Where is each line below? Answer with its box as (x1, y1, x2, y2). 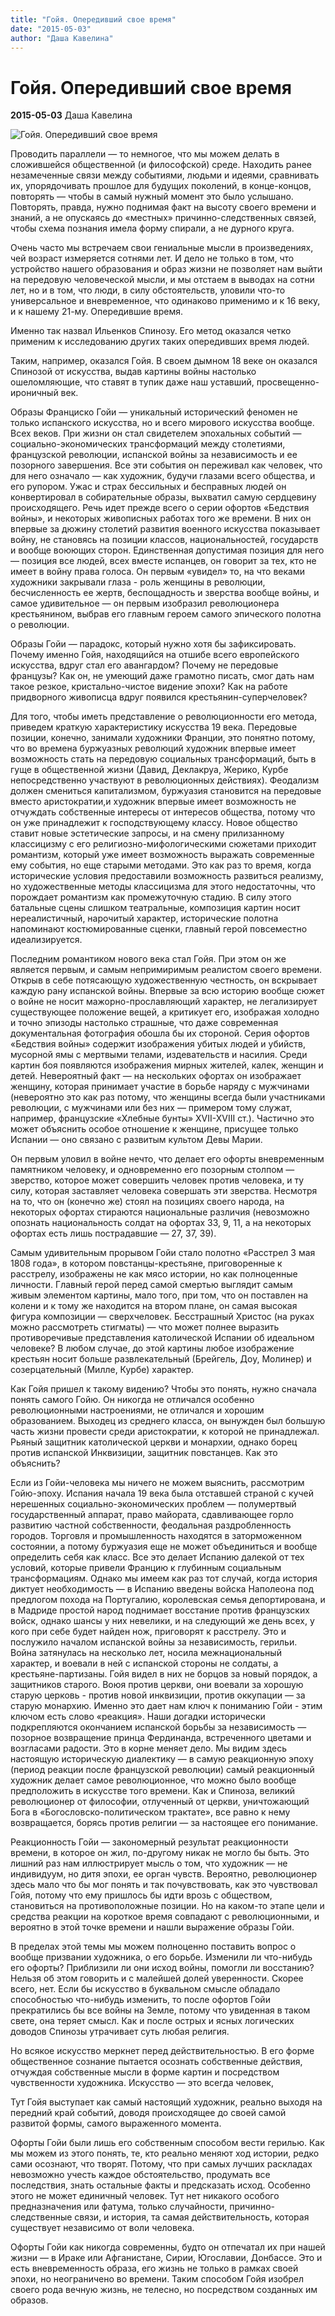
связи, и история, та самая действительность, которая (74, 2211, 310, 2223)
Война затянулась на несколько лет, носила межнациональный (10, 1647, 282, 1659)
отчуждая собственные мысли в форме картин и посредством (10, 2066, 280, 2078)
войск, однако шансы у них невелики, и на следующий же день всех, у (10, 1615, 315, 1627)
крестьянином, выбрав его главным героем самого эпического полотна (10, 608, 322, 620)
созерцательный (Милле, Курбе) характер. (10, 1364, 194, 1376)
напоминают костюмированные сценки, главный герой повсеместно (10, 923, 308, 935)
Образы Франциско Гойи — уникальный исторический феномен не (10, 406, 298, 418)
